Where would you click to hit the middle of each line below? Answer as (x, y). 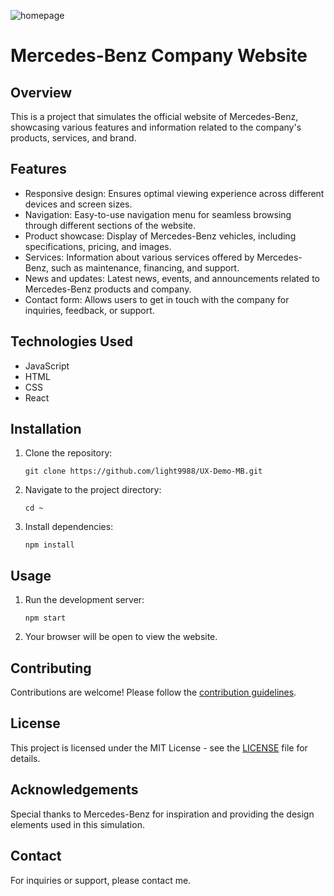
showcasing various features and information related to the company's (156, 127)
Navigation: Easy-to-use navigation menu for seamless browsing (158, 214)
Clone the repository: (68, 453)
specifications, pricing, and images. (98, 246)
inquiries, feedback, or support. (89, 310)
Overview (41, 92)
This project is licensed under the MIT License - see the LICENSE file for (159, 747)
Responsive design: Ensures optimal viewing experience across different (174, 193)
